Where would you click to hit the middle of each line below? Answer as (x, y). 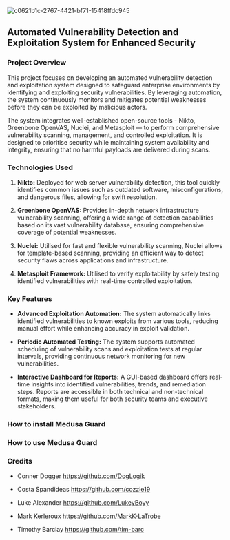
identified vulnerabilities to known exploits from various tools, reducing (117, 321)
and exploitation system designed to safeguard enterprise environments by (114, 85)
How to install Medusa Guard (56, 424)
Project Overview (37, 63)
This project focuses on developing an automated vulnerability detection (110, 77)
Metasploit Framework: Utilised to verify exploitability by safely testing (118, 273)
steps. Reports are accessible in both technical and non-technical (110, 392)
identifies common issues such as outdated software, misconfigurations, (120, 189)
